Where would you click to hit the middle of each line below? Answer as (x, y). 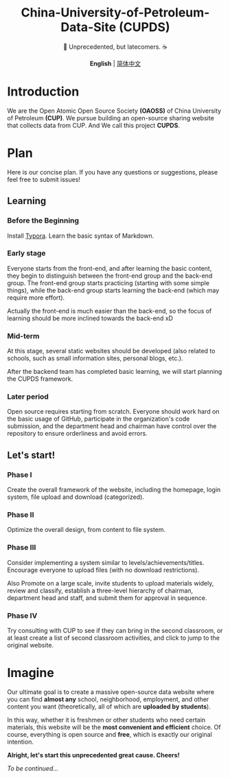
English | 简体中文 (115, 63)
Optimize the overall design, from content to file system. (87, 530)
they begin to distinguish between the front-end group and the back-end (110, 276)
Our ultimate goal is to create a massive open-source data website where (111, 691)
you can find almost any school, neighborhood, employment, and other (108, 699)
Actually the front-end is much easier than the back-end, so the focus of (110, 311)
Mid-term (23, 336)
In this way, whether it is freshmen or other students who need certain (106, 720)
